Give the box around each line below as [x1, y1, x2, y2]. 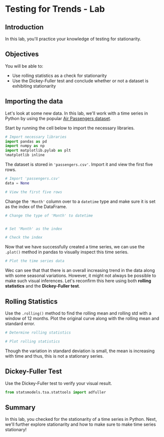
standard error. [5, 320, 35, 326]
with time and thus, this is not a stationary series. [5, 353, 104, 359]
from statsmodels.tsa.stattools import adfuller [5, 389, 106, 395]
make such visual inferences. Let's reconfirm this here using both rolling [5, 278, 152, 284]
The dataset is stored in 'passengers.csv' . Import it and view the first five [5, 162, 153, 167]
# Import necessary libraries [5, 134, 67, 139]
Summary [5, 403, 36, 412]
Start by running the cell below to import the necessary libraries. [5, 125, 135, 131]
